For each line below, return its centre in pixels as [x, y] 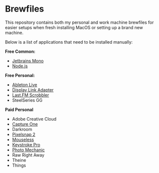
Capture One [25, 124]
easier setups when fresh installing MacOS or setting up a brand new [74, 27]
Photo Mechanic [28, 150]
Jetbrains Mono [28, 61]
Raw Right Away [28, 155]
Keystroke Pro [26, 144]
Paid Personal [19, 110]
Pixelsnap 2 [24, 134]
